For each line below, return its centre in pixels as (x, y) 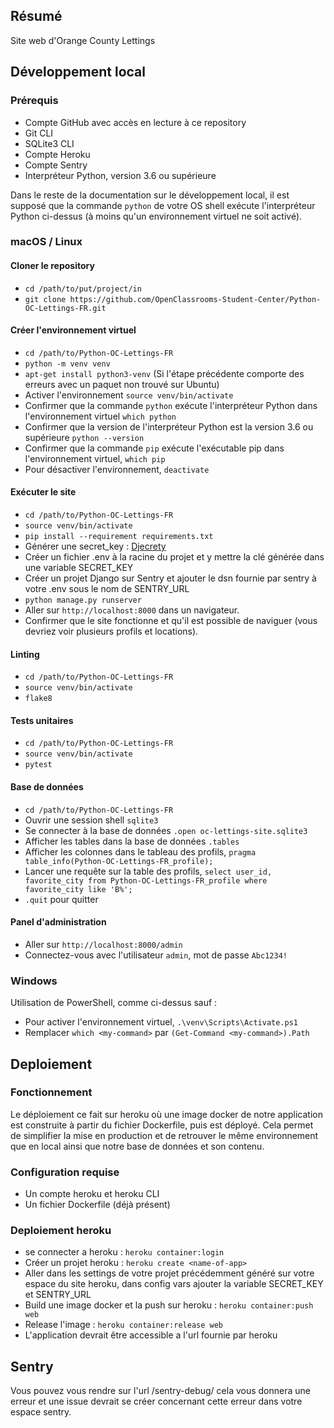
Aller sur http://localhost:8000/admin (103, 944)
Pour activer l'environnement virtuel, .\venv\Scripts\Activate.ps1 (161, 1022)
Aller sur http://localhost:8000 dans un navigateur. (132, 610)
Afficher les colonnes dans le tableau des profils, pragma (140, 851)
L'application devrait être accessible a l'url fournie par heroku (151, 1335)
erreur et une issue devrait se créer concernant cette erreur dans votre (156, 1401)
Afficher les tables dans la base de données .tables (132, 841)
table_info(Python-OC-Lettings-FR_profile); (119, 861)
